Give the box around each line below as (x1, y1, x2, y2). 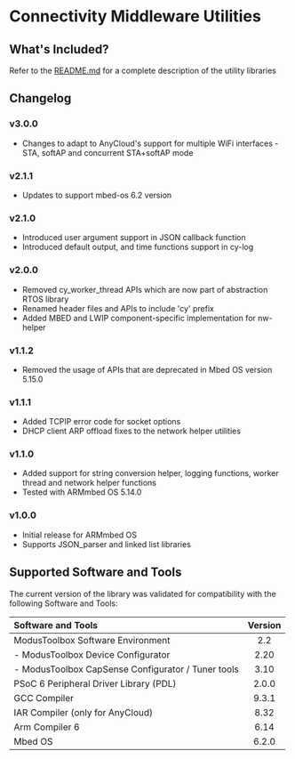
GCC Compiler (13, 691, 74, 704)
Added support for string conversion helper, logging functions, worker (21, 468, 279, 479)
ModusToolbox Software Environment (13, 634, 171, 646)
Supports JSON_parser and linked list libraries (21, 538, 191, 549)
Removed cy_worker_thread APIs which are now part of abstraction (21, 284, 268, 295)
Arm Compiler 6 (13, 721, 80, 733)
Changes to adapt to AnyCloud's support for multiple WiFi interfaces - (21, 138, 279, 149)
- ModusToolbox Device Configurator (13, 648, 171, 660)
